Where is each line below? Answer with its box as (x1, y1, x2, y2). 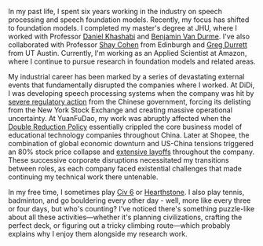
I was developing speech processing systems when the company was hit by (8, 89, 254, 97)
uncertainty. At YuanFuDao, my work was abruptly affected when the (8, 114, 232, 123)
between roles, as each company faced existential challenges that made (8, 164, 242, 173)
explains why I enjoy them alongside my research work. (8, 229, 188, 238)
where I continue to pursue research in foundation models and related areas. (8, 57, 256, 66)
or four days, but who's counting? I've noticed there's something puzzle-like (8, 204, 255, 213)
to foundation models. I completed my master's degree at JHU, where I (8, 24, 238, 32)
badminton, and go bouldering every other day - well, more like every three (8, 196, 251, 205)
